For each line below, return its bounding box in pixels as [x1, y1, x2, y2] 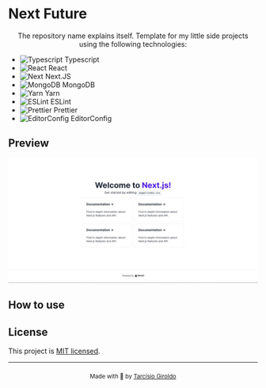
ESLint [50, 97, 71, 106]
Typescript [64, 55, 100, 64]
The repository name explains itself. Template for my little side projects [17, 31, 249, 40]
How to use [8, 299, 65, 312]
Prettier [53, 105, 78, 115]
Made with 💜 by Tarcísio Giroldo [89, 372, 177, 380]
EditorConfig [70, 113, 112, 123]
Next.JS [44, 71, 71, 81]
